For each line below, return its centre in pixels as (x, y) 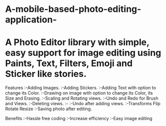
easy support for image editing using (83, 53)
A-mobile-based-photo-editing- (73, 9)
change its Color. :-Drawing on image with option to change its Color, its (79, 93)
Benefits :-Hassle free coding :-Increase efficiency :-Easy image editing (79, 119)
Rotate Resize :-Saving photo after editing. (49, 109)
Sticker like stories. (46, 74)
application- (31, 20)
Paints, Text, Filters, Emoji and (69, 63)
